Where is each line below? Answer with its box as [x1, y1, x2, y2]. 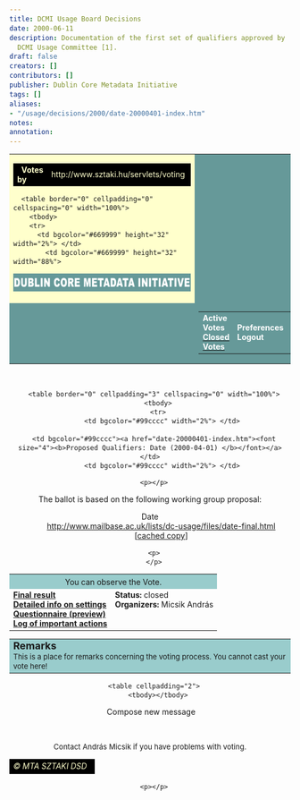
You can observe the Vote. [64, 576, 162, 587]
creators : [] [9, 62, 58, 71]
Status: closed [114, 590, 169, 600]
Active [202, 313, 228, 324]
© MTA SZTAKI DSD [12, 761, 87, 771]
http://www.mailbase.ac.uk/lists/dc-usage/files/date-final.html [46, 521, 276, 532]
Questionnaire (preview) [12, 609, 106, 619]
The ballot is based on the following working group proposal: [38, 494, 262, 505]
